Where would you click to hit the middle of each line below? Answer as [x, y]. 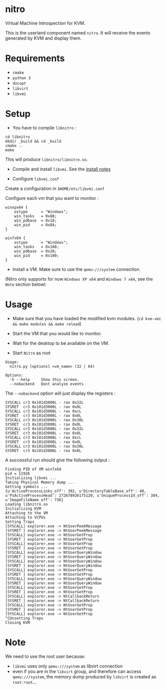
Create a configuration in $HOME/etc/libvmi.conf [55, 188]
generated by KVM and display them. [43, 38]
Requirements [35, 58]
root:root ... [24, 682]
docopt [19, 83]
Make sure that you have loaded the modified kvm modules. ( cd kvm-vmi [87, 318]
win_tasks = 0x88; [35, 216]
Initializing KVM [23, 509]
